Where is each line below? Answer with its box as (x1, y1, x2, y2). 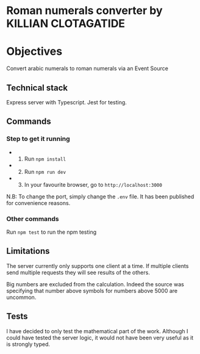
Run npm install (24, 155, 66, 162)
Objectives (6, 45, 63, 59)
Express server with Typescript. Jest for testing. (6, 98, 127, 106)
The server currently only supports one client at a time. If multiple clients (6, 262, 189, 269)
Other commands (6, 214, 59, 223)
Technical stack (6, 82, 68, 93)
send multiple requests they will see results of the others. (6, 269, 151, 276)
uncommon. (6, 294, 37, 301)
